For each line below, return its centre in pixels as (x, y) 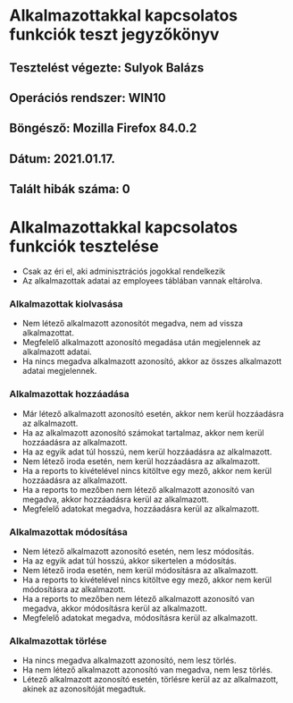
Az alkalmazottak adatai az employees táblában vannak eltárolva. (142, 281)
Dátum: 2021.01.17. (63, 159)
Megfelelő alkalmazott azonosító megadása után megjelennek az (142, 343)
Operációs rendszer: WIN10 (88, 98)
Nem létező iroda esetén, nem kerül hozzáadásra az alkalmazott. (141, 461)
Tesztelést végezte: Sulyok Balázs (107, 68)
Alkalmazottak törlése (58, 640)
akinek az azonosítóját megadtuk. (84, 689)
